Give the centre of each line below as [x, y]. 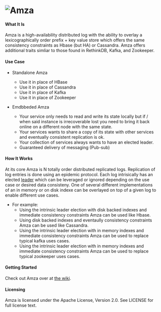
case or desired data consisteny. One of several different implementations [79, 184]
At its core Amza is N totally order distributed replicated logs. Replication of [80, 169]
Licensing [15, 289]
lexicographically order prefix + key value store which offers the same [75, 40]
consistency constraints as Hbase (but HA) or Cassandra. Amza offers [75, 45]
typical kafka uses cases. [45, 240]
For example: [25, 204]
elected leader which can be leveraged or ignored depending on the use [77, 180]
